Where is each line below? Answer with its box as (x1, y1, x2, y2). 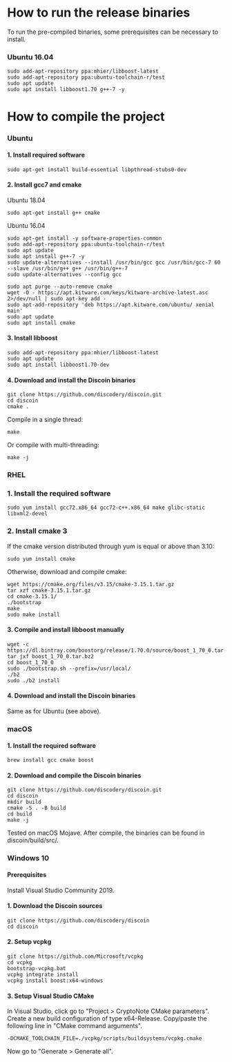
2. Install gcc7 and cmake (7, 181, 82, 189)
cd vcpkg (7, 958, 32, 966)
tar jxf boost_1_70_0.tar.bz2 (7, 653, 95, 660)
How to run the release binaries (7, 5, 191, 21)
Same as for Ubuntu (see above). (7, 707, 101, 715)
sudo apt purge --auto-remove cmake (7, 283, 113, 290)
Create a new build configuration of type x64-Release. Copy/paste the (7, 1014, 207, 1023)
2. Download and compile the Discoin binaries (7, 771, 142, 780)
